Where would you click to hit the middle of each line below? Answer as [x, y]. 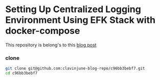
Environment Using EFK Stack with [81, 20]
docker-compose [43, 31]
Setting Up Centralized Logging [73, 9]
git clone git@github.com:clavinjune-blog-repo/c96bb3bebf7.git [75, 69]
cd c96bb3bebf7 [21, 73]
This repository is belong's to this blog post [51, 45]
